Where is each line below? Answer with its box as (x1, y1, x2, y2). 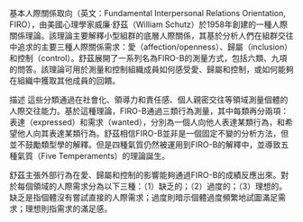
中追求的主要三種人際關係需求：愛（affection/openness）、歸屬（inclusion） (9, 41, 293, 52)
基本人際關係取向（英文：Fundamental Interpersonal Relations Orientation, (9, 8, 286, 18)
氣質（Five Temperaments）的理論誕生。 (16, 151, 170, 161)
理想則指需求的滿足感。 (24, 203, 113, 214)
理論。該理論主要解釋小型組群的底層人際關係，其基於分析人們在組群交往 (24, 31, 294, 40)
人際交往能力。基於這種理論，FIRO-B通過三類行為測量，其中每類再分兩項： (9, 106, 289, 116)
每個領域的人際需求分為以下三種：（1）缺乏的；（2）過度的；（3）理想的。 (16, 181, 287, 191)
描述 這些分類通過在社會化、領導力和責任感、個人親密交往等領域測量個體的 (9, 94, 289, 105)
